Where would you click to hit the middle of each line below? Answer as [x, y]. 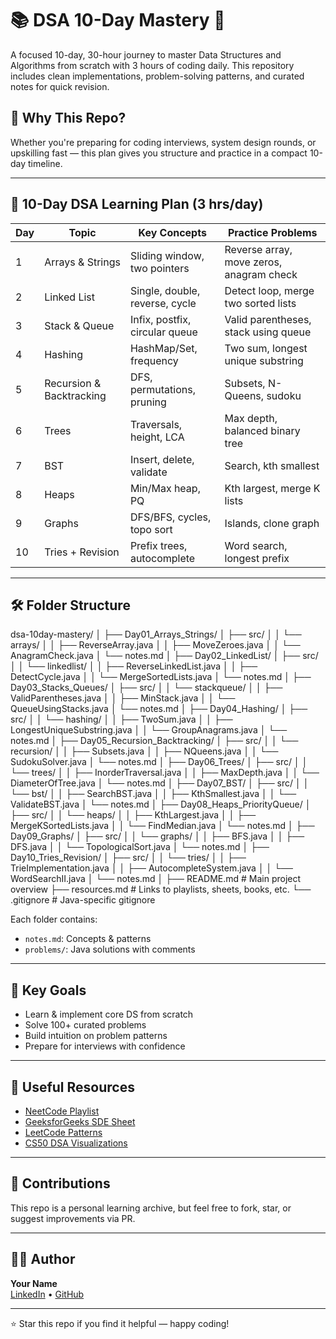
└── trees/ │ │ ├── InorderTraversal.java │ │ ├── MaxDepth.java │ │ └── [165, 773]
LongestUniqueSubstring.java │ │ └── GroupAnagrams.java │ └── [149, 730]
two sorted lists [260, 303]
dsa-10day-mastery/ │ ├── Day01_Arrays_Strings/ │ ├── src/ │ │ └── [156, 634]
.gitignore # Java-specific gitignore [83, 900]
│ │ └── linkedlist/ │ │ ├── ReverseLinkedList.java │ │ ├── [134, 666]
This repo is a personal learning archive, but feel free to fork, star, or [151, 1208]
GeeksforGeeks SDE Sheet [80, 1121]
